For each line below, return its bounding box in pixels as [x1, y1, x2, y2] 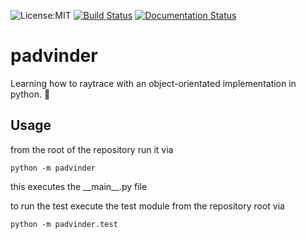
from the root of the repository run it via [10, 143, 174, 155]
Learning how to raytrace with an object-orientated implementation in [10, 77, 297, 89]
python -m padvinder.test [10, 219, 118, 229]
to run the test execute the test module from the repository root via [10, 200, 285, 212]
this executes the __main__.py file [10, 180, 148, 192]
